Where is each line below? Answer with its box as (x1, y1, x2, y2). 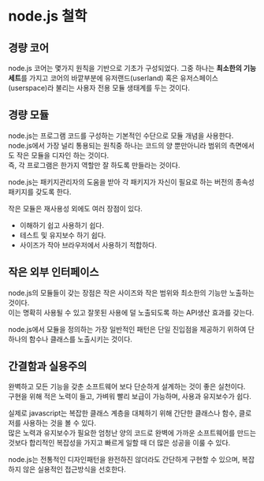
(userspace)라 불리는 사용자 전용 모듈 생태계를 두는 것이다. (8, 84, 191, 92)
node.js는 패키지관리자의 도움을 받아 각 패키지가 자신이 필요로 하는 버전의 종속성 (8, 177, 255, 186)
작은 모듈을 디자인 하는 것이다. (16, 151, 110, 160)
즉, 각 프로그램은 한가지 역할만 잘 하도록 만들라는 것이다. (8, 160, 180, 170)
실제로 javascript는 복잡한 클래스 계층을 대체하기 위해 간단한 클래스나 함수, (8, 408, 238, 418)
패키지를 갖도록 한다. (8, 187, 72, 196)
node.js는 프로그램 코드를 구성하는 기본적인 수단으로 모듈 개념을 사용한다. (8, 131, 234, 140)
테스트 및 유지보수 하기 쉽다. (19, 230, 106, 240)
